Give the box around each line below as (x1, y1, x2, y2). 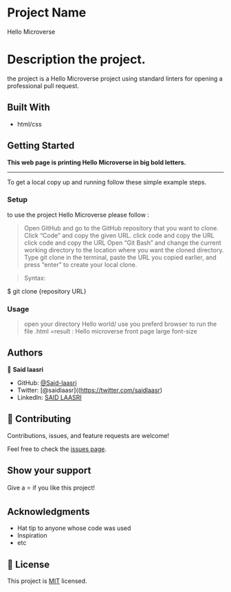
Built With (7, 102, 50, 113)
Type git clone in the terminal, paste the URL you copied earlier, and (23, 253, 217, 261)
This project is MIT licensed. (7, 577, 87, 585)
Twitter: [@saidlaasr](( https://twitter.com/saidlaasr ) (16, 386, 163, 394)
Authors (7, 347, 43, 359)
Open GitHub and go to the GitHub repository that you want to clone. (23, 223, 219, 232)
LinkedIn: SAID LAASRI (16, 393, 82, 402)
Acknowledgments (7, 505, 91, 517)
